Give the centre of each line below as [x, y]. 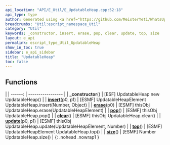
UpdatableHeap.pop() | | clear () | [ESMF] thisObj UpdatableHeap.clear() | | [83, 116]
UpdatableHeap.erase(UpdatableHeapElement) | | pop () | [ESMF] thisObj [81, 110]
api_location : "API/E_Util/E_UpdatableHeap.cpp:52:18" [64, 10]
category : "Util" [24, 29]
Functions [22, 82]
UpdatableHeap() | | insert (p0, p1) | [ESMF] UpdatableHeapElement [76, 100]
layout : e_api [20, 38]
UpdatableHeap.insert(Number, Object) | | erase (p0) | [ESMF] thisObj [78, 105]
